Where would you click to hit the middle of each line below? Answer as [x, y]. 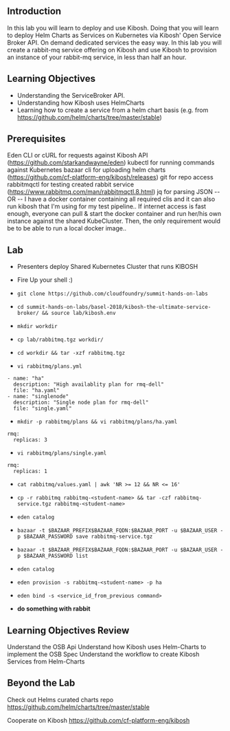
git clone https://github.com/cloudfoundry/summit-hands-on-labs [112, 294]
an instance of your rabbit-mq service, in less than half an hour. [97, 57]
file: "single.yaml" [43, 408]
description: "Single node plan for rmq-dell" [81, 403]
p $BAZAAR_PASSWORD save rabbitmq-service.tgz [85, 537]
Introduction [34, 11]
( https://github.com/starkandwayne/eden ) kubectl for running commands [111, 163]
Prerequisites [36, 139]
